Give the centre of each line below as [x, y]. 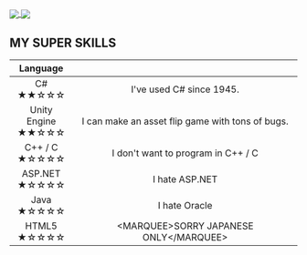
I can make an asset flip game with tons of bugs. [185, 121]
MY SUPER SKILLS [63, 42]
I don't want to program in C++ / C [185, 153]
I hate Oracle [185, 205]
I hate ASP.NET [185, 178]
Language [41, 68]
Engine [41, 121]
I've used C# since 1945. [185, 89]
